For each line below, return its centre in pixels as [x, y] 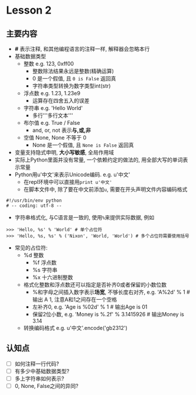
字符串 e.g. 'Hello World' [53, 108]
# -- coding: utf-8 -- [34, 206]
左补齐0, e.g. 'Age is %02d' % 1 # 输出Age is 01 [90, 307]
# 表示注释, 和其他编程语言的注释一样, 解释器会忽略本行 [82, 49]
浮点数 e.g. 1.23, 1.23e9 [52, 93]
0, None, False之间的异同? [46, 386]
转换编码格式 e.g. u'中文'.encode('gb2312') [76, 328]
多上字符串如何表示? [39, 378]
